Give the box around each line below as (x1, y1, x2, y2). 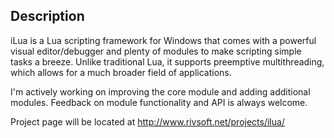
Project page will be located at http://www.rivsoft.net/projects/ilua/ (10, 115, 285, 128)
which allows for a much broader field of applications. (10, 66, 232, 78)
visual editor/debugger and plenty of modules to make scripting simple (10, 45, 302, 57)
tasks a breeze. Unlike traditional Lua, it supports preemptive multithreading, (10, 55, 325, 68)
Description (10, 8, 85, 25)
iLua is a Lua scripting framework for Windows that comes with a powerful (10, 34, 317, 46)
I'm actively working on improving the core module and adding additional (10, 85, 311, 98)
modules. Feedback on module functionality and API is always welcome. (10, 96, 308, 108)
